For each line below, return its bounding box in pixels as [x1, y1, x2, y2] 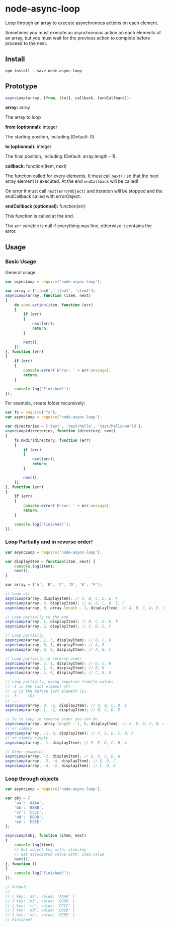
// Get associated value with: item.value [14, 852, 105, 857]
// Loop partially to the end [5, 614, 69, 620]
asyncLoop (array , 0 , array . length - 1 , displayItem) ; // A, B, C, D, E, [5, 605, 161, 610]
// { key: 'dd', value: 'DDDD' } [5, 908, 75, 913]
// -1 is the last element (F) [5, 684, 71, 689]
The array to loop [5, 114, 41, 120]
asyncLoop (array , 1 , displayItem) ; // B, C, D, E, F [5, 619, 118, 624]
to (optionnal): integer [5, 143, 52, 149]
